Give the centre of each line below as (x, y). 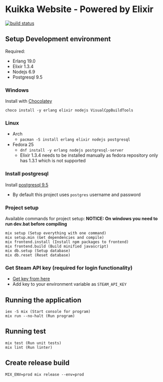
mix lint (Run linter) (29, 347)
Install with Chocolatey (29, 101)
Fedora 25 (23, 145)
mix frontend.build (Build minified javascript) (57, 246)
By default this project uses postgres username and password (76, 195)
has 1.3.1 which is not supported (53, 161)
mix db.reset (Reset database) (38, 255)
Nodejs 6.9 (24, 72)
